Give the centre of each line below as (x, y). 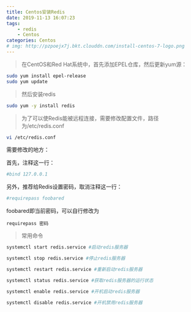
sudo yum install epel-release (46, 76)
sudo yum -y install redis (41, 106)
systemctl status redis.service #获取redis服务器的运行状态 (80, 280)
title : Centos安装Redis (36, 12)
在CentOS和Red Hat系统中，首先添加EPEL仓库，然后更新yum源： (104, 64)
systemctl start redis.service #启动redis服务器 (67, 247)
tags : (13, 23)
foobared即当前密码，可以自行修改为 (53, 211)
